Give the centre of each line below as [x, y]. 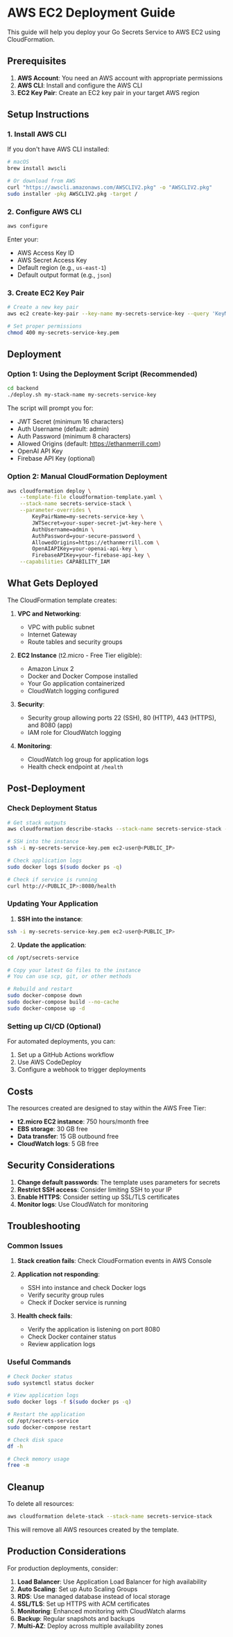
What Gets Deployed [53, 583]
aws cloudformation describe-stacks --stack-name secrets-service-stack [114, 829]
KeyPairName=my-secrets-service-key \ [88, 517]
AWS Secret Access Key [52, 260]
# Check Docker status [40, 1376]
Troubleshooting [44, 1226]
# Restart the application [46, 1415]
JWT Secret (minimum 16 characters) [70, 422]
